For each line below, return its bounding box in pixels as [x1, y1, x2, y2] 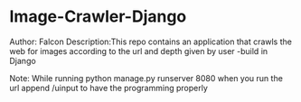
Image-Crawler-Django [9, 6, 187, 27]
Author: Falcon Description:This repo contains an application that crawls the [9, 36, 292, 47]
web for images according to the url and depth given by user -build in [9, 45, 268, 56]
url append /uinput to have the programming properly [9, 82, 208, 93]
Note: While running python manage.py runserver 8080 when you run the [9, 72, 283, 83]
